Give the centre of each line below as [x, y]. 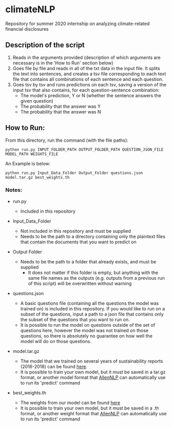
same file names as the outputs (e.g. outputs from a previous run [96, 278]
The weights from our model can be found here [70, 402]
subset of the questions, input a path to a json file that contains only [92, 314]
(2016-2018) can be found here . [54, 366]
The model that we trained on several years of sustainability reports [92, 361]
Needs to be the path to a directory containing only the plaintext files [93, 236]
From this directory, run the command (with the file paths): [67, 140]
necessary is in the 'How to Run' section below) [63, 63]
